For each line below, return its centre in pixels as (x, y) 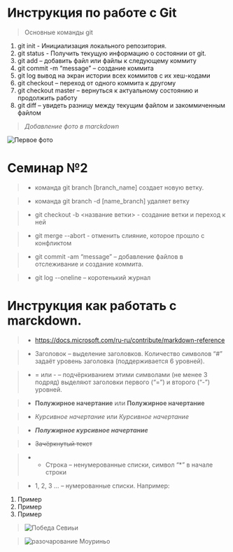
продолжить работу (47, 98)
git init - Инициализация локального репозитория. (92, 45)
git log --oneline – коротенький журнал (93, 277)
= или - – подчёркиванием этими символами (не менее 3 (121, 374)
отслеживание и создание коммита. (89, 264)
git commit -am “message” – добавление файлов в (109, 256)
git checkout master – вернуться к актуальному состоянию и (108, 90)
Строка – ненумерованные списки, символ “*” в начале (129, 465)
